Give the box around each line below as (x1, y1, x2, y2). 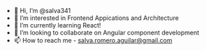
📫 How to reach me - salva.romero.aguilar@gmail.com (13, 37, 172, 44)
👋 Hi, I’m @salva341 (13, 7, 71, 14)
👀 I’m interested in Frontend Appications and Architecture (13, 14, 179, 22)
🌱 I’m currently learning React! (13, 21, 101, 29)
